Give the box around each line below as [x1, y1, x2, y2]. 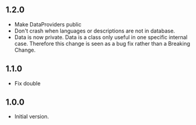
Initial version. [14, 113, 49, 120]
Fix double [14, 79, 41, 87]
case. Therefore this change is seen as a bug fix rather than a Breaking [14, 40, 191, 47]
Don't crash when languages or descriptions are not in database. [14, 27, 176, 34]
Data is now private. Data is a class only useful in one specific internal [14, 33, 188, 41]
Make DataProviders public [14, 20, 82, 28]
